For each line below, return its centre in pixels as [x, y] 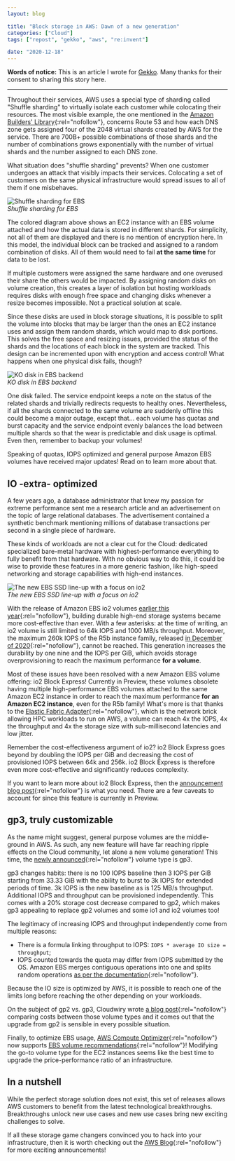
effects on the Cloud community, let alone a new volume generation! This [113, 852]
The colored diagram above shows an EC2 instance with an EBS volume [111, 222]
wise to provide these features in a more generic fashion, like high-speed [113, 566]
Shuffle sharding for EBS [43, 209]
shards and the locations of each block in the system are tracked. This [108, 346]
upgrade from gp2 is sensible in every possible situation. [89, 1024]
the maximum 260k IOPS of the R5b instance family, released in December [115, 638]
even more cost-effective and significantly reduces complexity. [98, 769]
